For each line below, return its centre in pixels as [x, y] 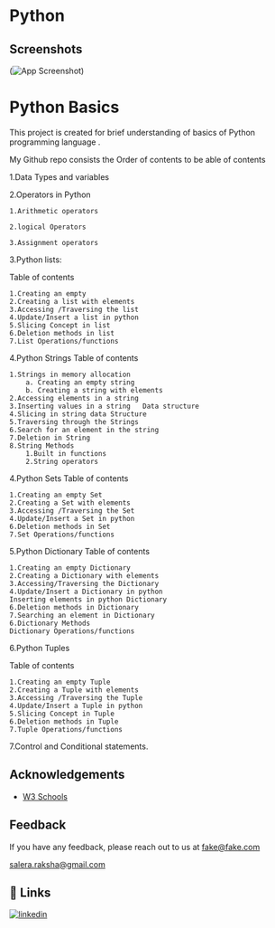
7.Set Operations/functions [62, 535]
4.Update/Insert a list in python [74, 317]
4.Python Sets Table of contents [69, 478]
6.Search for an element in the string [84, 430]
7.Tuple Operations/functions [66, 729]
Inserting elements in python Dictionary [88, 599]
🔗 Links [30, 892]
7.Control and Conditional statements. [79, 746]
